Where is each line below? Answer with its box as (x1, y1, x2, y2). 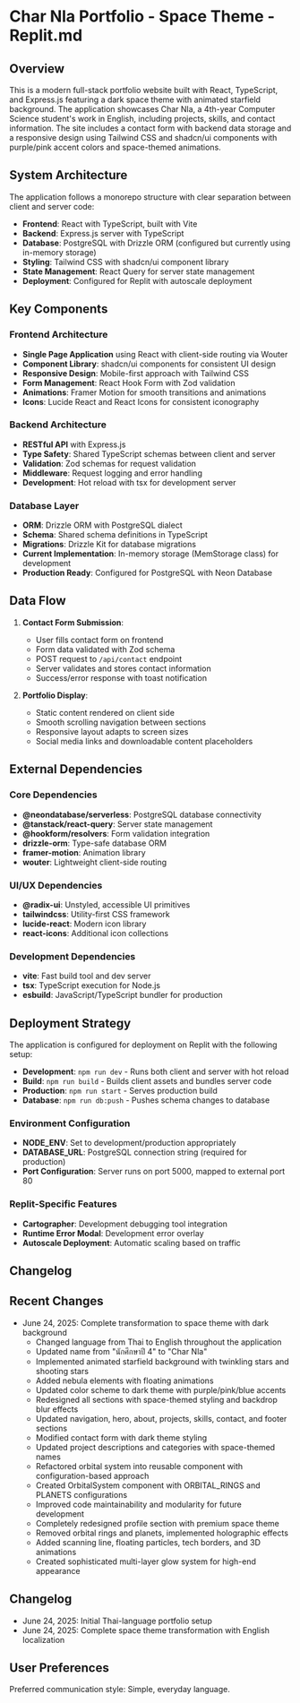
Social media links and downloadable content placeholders (35, 735, 253, 746)
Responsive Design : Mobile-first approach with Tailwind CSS (21, 367, 249, 378)
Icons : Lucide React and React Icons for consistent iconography (21, 396, 260, 407)
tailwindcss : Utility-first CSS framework (21, 908, 170, 919)
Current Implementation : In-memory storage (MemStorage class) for (21, 548, 279, 559)
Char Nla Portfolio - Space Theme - (9, 6, 276, 27)
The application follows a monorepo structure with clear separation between (9, 191, 291, 202)
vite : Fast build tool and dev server (21, 970, 151, 982)
